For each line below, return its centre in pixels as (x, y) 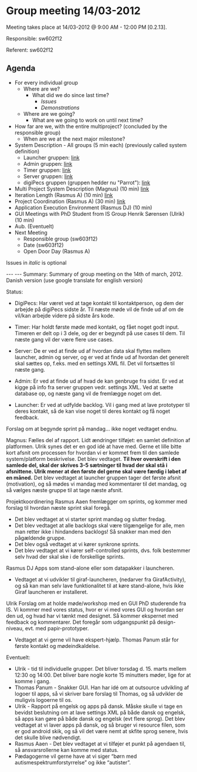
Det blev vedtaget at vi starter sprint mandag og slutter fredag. (90, 519)
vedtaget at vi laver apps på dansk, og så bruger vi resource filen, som (100, 725)
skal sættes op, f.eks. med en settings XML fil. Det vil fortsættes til (94, 363)
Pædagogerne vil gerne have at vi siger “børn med (76, 756)
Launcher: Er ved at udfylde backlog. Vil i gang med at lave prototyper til (102, 405)
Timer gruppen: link (47, 170)
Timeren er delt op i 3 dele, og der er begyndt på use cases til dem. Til (100, 333)
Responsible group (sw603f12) (60, 239)
